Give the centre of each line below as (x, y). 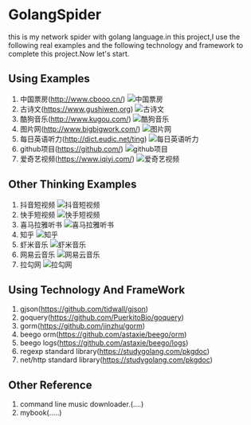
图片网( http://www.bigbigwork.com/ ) (80, 128)
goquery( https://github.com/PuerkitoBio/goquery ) (102, 317)
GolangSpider (55, 15)
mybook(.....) (41, 413)
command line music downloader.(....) (82, 404)
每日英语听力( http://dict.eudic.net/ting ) (83, 139)
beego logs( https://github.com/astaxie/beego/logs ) (104, 343)
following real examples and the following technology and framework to (126, 45)
